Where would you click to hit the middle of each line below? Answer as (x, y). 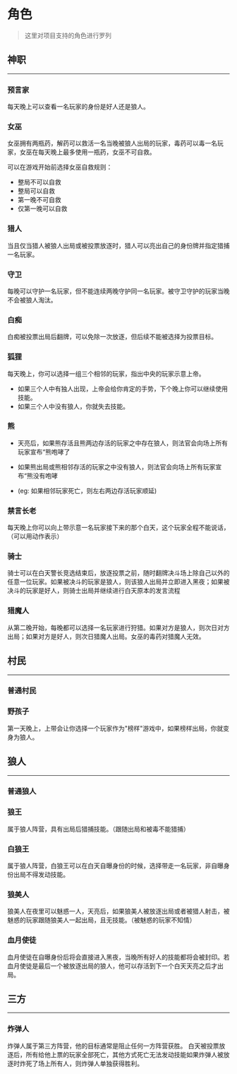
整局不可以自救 (39, 182)
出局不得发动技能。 (41, 875)
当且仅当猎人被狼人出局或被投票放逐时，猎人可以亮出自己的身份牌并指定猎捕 (119, 245)
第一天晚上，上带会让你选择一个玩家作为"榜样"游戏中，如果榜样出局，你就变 (119, 728)
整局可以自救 (36, 191)
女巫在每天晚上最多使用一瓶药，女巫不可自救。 (87, 152)
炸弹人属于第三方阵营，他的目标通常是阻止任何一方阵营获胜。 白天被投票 (113, 1046)
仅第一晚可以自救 (42, 208)
